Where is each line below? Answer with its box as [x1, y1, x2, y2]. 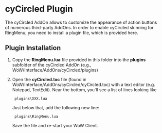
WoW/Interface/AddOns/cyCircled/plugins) [12, 67, 98, 73]
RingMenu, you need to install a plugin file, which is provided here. [5, 30, 139, 35]
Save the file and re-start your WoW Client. [12, 122, 98, 128]
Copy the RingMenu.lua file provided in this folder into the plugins [12, 57, 146, 63]
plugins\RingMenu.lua [14, 114, 58, 119]
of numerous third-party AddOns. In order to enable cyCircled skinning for [5, 24, 154, 30]
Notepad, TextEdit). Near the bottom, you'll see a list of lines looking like [12, 86, 157, 93]
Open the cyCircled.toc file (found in [12, 76, 87, 82]
